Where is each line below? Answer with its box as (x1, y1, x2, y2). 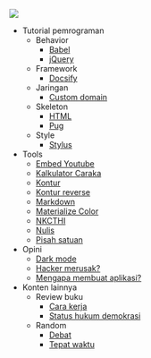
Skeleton (35, 101, 69, 112)
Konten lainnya (21, 282, 78, 293)
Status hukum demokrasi (48, 311, 141, 321)
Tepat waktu (48, 339, 96, 349)
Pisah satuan (35, 234, 83, 245)
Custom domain (48, 92, 108, 102)
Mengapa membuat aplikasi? (35, 273, 142, 283)
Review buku (35, 292, 83, 302)
